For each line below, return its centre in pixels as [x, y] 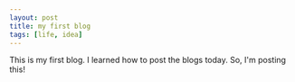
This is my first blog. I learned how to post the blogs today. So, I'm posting [148, 60]
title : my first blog [50, 26]
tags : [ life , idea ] [46, 34]
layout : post [34, 18]
